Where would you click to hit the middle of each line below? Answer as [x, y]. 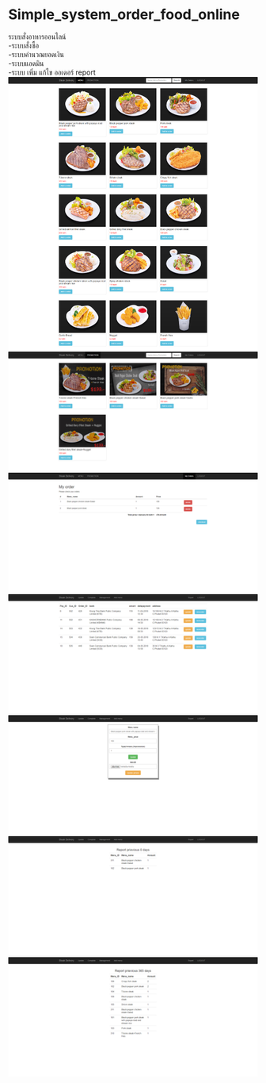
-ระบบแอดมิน [26, 63]
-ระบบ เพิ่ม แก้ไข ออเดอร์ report [52, 72]
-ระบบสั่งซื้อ [24, 45]
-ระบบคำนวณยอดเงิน [36, 54]
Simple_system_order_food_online [124, 15]
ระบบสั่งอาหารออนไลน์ [37, 36]
